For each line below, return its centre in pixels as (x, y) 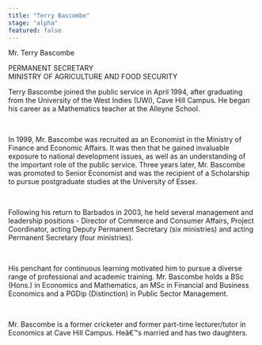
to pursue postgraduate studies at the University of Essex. (103, 182)
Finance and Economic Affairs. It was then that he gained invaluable (119, 148)
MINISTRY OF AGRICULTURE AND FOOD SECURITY (93, 77)
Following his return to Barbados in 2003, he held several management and (131, 213)
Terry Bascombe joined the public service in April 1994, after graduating (125, 92)
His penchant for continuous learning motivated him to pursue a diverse (125, 268)
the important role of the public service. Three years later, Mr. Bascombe (127, 165)
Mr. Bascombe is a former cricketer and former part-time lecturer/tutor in (127, 324)
